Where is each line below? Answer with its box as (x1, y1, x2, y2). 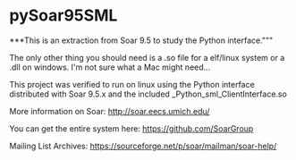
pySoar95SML (9, 5, 118, 26)
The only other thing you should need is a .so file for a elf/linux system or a (9, 52, 285, 63)
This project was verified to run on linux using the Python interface (9, 79, 255, 89)
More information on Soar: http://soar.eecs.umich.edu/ (9, 105, 210, 116)
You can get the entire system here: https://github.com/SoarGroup (9, 122, 254, 134)
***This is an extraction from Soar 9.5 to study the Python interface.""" (9, 35, 274, 46)
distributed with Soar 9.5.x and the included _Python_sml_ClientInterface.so (9, 88, 288, 99)
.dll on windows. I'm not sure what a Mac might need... (9, 62, 211, 72)
